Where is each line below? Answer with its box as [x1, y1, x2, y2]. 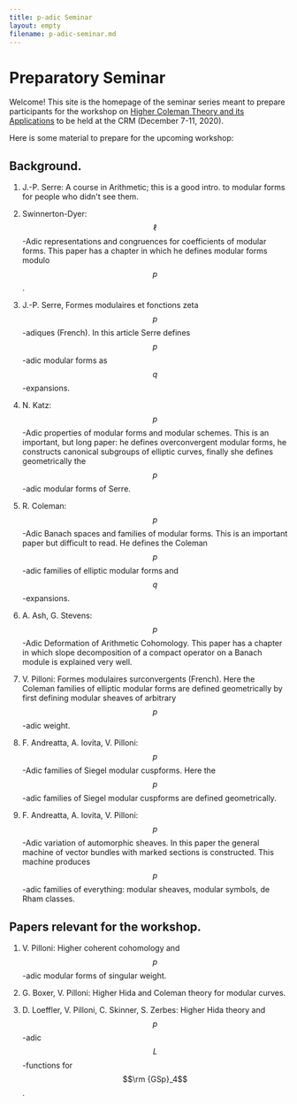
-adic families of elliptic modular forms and [21, 566, 179, 576]
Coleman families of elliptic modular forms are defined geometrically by [21, 683, 283, 694]
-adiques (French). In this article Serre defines [21, 328, 191, 338]
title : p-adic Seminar [9, 12, 93, 22]
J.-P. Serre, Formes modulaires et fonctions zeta [21, 300, 199, 311]
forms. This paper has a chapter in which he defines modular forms [21, 245, 268, 257]
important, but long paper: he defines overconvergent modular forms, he [21, 437, 287, 448]
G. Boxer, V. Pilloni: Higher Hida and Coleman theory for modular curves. [21, 987, 286, 998]
